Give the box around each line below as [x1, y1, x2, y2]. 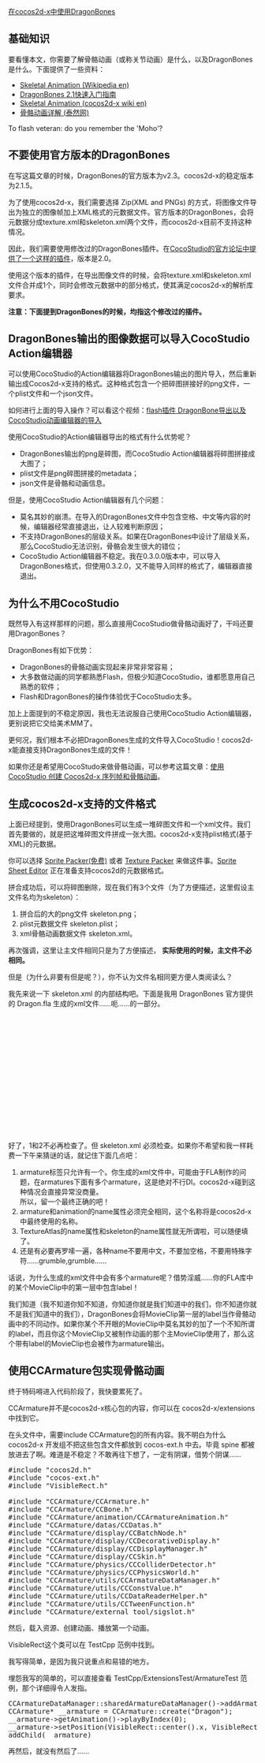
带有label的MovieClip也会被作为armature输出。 [14, 1339, 169, 1348]
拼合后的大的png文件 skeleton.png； [19, 909, 140, 919]
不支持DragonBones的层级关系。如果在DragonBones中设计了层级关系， [19, 531, 254, 542]
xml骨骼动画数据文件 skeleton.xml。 [19, 929, 136, 938]
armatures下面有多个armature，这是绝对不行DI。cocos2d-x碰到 [40, 1177, 249, 1187]
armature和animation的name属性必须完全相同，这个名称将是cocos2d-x [19, 1207, 252, 1217]
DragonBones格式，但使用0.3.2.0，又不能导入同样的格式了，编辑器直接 [19, 561, 253, 571]
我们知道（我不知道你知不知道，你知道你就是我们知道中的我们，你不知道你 [8, 1299, 250, 1309]
